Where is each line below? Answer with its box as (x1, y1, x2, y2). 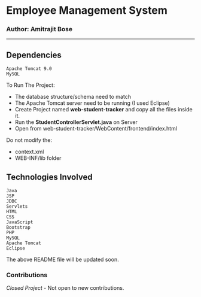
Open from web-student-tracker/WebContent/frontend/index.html (14, 125, 178, 132)
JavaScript (6, 219, 33, 225)
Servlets (6, 204, 28, 210)
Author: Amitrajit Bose (6, 25, 73, 34)
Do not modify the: (6, 137, 53, 144)
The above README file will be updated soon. (6, 256, 120, 263)
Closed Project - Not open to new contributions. (6, 284, 124, 292)
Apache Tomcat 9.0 (6, 66, 52, 72)
